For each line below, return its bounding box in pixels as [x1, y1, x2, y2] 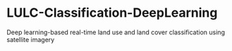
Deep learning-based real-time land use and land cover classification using [6, 28, 225, 36]
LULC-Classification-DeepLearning [6, 5, 218, 21]
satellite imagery [6, 35, 55, 43]
